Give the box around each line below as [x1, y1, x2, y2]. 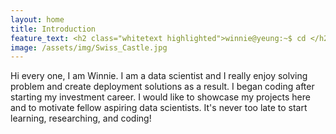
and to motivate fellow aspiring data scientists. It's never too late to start [10, 102, 308, 114]
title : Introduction [10, 24, 97, 34]
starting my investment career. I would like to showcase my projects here [10, 91, 311, 103]
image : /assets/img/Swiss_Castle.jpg [10, 42, 168, 53]
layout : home [10, 14, 65, 25]
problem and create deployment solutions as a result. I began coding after [10, 81, 315, 93]
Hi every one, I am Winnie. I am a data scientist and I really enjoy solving [10, 70, 308, 82]
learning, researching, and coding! [10, 112, 152, 125]
